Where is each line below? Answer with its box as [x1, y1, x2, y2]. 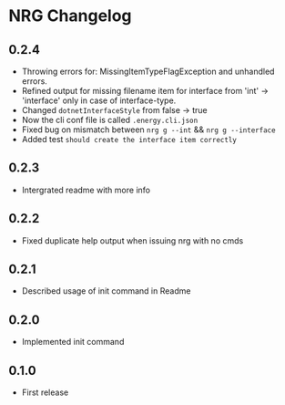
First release [21, 387, 69, 398]
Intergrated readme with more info [21, 184, 151, 195]
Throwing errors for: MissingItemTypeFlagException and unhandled [21, 66, 275, 77]
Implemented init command [21, 337, 125, 348]
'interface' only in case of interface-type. [21, 95, 177, 106]
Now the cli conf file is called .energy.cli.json [21, 115, 198, 125]
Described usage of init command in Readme [21, 286, 191, 296]
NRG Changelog [8, 5, 133, 26]
